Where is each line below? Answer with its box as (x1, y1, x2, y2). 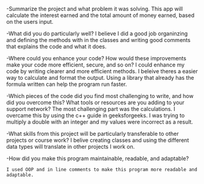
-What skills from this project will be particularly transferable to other (6, 130, 179, 137)
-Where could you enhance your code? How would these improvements (6, 55, 187, 62)
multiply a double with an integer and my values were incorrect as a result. (6, 118, 194, 126)
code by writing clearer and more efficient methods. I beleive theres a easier (6, 68, 198, 75)
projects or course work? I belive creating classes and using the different (6, 136, 189, 144)
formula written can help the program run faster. (6, 80, 127, 88)
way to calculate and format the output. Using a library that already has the (6, 74, 194, 81)
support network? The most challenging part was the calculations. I (6, 105, 175, 112)
